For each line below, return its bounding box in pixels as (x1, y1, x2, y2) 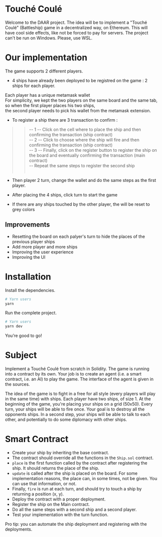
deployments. (5, 526, 32, 532)
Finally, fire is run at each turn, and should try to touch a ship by (12, 486, 142, 492)
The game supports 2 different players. (5, 68, 83, 74)
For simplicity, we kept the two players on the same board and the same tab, (5, 97, 158, 103)
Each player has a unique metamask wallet (5, 92, 91, 98)
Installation (5, 271, 51, 282)
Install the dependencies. (5, 287, 56, 293)
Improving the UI (12, 254, 46, 260)
